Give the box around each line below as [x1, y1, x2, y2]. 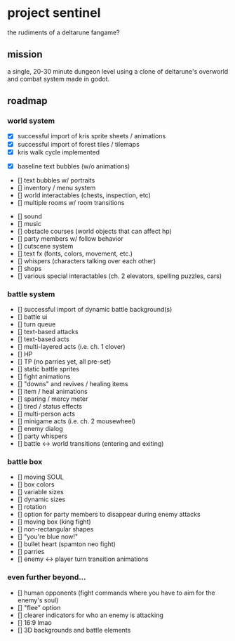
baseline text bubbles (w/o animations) [17, 161, 130, 170]
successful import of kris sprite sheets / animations [17, 132, 166, 140]
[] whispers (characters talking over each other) [17, 256, 156, 265]
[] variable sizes [17, 488, 65, 496]
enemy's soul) [17, 595, 59, 604]
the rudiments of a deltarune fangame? [7, 28, 121, 37]
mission [7, 48, 43, 60]
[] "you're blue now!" [17, 532, 79, 541]
